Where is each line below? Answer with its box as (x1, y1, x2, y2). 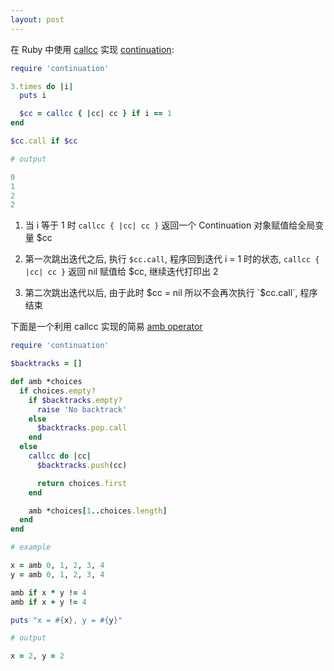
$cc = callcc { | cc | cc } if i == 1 (19, 109, 172, 119)
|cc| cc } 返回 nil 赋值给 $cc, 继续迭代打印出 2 (24, 266, 219, 278)
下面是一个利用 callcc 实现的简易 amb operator (10, 321, 203, 333)
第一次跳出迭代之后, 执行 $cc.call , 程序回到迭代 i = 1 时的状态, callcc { (24, 253, 320, 265)
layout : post (10, 14, 65, 25)
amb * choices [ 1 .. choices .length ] (28, 506, 168, 516)
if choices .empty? (19, 386, 97, 396)
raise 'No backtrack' (36, 404, 128, 415)
